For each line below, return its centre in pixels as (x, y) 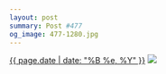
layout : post (34, 17)
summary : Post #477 (46, 26)
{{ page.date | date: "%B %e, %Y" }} (78, 61)
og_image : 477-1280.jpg (54, 34)
